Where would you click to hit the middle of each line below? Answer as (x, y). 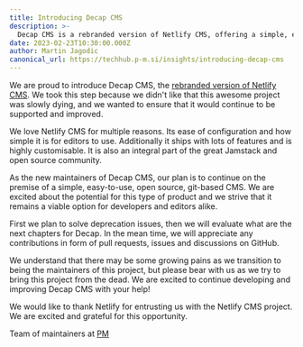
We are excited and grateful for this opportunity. (98, 316)
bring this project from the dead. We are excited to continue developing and (150, 279)
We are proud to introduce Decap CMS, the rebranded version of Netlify (143, 85)
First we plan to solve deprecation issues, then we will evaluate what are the (151, 224)
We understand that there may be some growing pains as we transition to (145, 260)
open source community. (55, 160)
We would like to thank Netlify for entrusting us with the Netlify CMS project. (151, 306)
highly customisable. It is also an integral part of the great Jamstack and (143, 151)
